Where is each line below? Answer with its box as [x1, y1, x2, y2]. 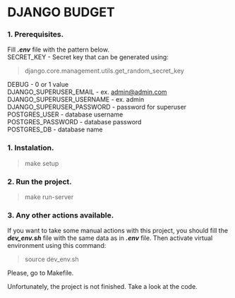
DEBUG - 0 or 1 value [7, 81, 69, 89]
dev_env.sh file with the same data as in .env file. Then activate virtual [7, 234, 213, 242]
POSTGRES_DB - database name [7, 125, 104, 134]
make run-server [24, 193, 74, 201]
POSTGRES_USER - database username [7, 110, 123, 119]
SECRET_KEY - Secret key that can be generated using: [7, 53, 169, 61]
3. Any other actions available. [7, 210, 114, 220]
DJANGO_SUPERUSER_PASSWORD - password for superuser [7, 103, 187, 112]
